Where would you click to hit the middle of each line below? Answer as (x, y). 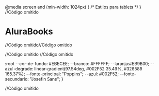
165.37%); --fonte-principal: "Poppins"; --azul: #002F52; (62, 74)
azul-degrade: (19, 69)
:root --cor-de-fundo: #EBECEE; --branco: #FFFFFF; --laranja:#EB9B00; (77, 63)
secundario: (17, 79)
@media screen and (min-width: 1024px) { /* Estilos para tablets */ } (73, 7)
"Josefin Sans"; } (47, 79)
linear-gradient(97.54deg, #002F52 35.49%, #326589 (88, 69)
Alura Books (29, 32)
